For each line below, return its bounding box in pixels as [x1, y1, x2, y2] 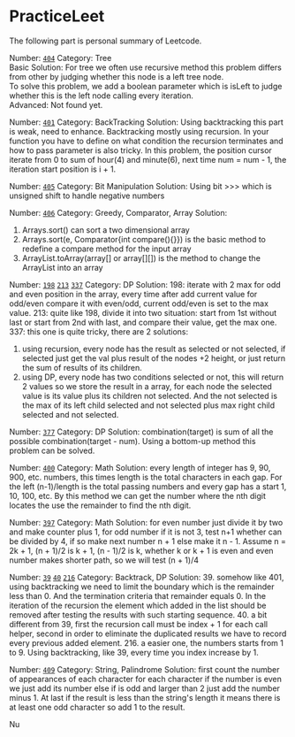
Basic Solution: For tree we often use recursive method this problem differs [9, 62, 283, 73]
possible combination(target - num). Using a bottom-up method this [9, 435, 256, 446]
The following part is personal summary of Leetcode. [9, 35, 202, 46]
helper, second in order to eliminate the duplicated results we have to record [9, 628, 287, 639]
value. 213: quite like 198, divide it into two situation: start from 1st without [9, 307, 276, 318]
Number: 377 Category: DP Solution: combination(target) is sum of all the [9, 426, 274, 437]
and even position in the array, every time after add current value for [9, 288, 258, 299]
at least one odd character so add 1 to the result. [9, 702, 185, 712]
